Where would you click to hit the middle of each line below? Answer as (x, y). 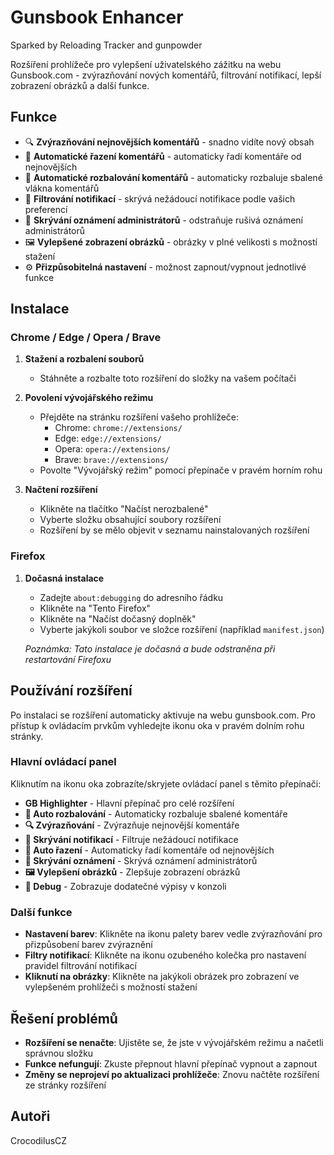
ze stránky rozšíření (65, 1085)
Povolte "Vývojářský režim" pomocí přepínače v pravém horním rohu (181, 470)
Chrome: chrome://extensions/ (118, 428)
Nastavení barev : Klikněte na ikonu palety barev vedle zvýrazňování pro (173, 934)
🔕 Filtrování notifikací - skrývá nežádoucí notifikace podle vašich (160, 198)
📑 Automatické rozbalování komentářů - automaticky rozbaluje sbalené (173, 177)
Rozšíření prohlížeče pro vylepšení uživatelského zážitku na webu (146, 64)
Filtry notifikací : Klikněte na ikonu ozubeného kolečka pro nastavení (165, 955)
